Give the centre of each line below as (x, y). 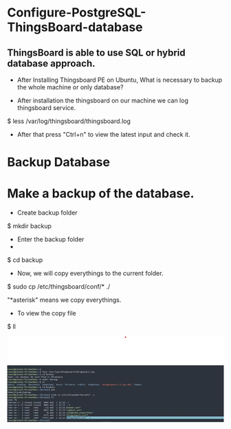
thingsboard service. (46, 108)
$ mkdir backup (29, 226)
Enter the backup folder (51, 239)
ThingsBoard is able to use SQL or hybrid (96, 53)
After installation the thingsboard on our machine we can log (103, 100)
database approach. (51, 63)
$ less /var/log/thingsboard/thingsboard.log (69, 121)
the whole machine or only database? (70, 87)
